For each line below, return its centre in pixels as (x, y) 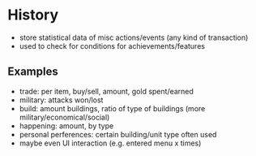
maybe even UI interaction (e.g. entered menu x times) (110, 143)
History (33, 15)
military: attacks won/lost (61, 100)
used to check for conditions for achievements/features (112, 45)
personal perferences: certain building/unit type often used (118, 134)
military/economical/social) (64, 117)
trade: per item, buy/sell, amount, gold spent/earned (106, 91)
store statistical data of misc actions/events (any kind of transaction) (134, 37)
